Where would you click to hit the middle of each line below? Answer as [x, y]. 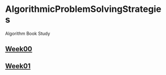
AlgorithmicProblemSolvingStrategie [83, 9]
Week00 [19, 49]
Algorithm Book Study [28, 33]
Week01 [18, 66]
